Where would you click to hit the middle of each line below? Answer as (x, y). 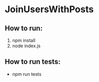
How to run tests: (33, 62)
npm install (24, 40)
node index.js (26, 46)
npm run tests (27, 74)
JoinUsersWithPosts (49, 9)
